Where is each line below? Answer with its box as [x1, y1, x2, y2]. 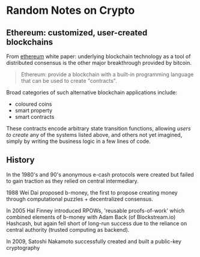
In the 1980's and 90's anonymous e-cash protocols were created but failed [6, 171, 194, 178]
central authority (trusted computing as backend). [6, 226, 130, 233]
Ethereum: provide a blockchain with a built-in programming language [20, 71, 194, 78]
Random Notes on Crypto [6, 4, 135, 17]
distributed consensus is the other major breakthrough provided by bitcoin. [6, 59, 192, 66]
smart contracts [14, 113, 55, 120]
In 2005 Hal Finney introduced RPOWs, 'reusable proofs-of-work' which [6, 207, 185, 214]
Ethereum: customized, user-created [6, 28, 148, 38]
